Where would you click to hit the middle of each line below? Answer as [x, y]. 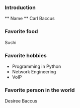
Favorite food [21, 32]
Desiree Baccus [21, 101]
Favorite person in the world [40, 90]
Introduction [20, 8]
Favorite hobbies [26, 55]
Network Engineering [34, 71]
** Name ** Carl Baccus [30, 19]
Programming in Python [36, 66]
